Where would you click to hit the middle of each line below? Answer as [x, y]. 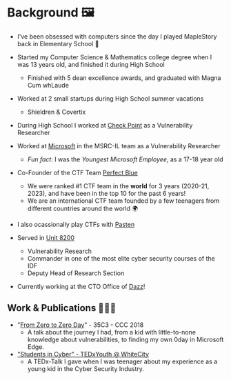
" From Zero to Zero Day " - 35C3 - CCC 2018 [80, 325]
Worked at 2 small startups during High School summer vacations [110, 98]
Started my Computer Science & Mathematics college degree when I [114, 57]
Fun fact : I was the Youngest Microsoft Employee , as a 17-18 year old [125, 159]
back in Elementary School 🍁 [58, 43]
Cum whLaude [48, 85]
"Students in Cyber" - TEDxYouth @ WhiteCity [83, 354]
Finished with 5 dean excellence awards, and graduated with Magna [124, 78]
